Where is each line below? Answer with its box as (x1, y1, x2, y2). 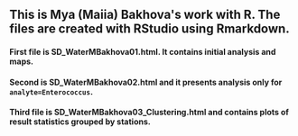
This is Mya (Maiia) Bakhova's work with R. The (9, 7, 281, 23)
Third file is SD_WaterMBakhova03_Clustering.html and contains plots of (9, 107, 289, 118)
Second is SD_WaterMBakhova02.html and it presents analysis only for (9, 77, 283, 87)
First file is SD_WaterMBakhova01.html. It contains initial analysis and (9, 46, 276, 57)
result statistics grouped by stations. (9, 116, 151, 127)
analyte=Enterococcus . (9, 86, 93, 97)
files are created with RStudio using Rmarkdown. (9, 22, 291, 37)
